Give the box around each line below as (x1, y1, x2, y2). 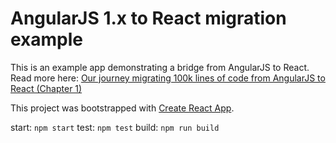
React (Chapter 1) (10, 82, 83, 94)
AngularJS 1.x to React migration (10, 7, 287, 30)
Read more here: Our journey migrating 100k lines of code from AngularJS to (10, 72, 326, 84)
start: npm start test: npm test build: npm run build (10, 121, 220, 133)
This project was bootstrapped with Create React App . (10, 102, 235, 114)
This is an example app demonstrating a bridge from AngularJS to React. (10, 61, 310, 73)
